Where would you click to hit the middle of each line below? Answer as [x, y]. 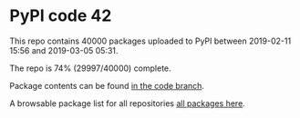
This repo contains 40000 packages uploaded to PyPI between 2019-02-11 [150, 41]
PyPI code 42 [61, 16]
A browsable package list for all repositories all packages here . [128, 103]
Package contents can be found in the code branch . [107, 85]
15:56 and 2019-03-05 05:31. [64, 50]
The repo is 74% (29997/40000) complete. [90, 68]
